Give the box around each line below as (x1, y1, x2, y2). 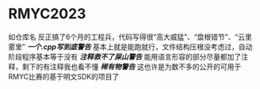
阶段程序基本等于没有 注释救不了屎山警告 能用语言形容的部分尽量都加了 (8, 52, 242, 61)
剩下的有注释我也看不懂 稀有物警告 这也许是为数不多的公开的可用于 (21, 61, 242, 72)
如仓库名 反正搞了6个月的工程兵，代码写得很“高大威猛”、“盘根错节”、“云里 (8, 32, 252, 41)
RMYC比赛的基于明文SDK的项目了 (8, 72, 120, 81)
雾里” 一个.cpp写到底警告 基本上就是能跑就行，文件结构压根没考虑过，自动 (8, 41, 253, 52)
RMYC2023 (8, 5, 86, 23)
